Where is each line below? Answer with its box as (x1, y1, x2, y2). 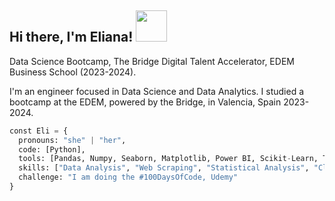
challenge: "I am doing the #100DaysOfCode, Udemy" (18, 172, 239, 183)
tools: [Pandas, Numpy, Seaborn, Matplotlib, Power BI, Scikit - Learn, (18, 154, 319, 164)
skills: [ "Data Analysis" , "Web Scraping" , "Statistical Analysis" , (18, 163, 310, 173)
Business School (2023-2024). (9, 66, 137, 78)
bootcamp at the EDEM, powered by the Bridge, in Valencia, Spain (9, 96, 282, 108)
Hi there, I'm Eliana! (9, 29, 134, 46)
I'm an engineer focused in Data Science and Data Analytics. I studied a (9, 85, 305, 97)
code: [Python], (18, 144, 86, 155)
